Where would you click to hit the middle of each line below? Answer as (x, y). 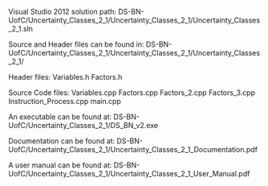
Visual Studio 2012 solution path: (63, 12)
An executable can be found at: (60, 117)
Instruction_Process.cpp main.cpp (65, 101)
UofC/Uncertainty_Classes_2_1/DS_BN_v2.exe (83, 125)
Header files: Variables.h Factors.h (65, 77)
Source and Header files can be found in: (76, 44)
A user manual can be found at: (60, 165)
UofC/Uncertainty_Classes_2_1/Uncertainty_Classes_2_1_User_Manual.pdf (129, 174)
